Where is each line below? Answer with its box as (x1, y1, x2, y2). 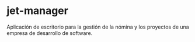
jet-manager (6, 4, 69, 17)
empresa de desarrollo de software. (6, 29, 93, 36)
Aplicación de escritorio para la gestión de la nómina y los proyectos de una (6, 23, 189, 30)
